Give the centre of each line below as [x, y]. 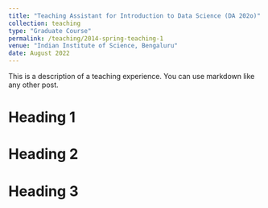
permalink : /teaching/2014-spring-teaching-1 [86, 38]
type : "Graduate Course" [50, 31]
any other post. [33, 85]
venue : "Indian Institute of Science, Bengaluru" [93, 46]
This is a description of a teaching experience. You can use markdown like [132, 76]
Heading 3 [43, 191]
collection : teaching [45, 23]
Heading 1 [42, 117]
